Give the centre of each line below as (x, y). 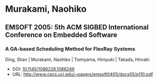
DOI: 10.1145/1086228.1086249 (43, 69)
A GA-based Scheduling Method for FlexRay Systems (70, 49)
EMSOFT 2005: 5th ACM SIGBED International (77, 27)
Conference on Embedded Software (61, 35)
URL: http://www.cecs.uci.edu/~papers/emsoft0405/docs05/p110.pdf (83, 74)
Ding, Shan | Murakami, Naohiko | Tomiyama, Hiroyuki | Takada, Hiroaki (77, 59)
